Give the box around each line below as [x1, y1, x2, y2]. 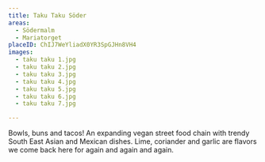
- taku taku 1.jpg [15, 56, 77, 64]
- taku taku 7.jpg [15, 100, 77, 107]
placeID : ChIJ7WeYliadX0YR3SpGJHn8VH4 [8, 41, 136, 49]
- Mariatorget [15, 33, 62, 42]
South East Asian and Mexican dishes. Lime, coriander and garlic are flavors [8, 137, 257, 146]
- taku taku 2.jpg [15, 63, 77, 71]
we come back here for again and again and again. [8, 145, 175, 155]
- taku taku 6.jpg [15, 92, 77, 100]
